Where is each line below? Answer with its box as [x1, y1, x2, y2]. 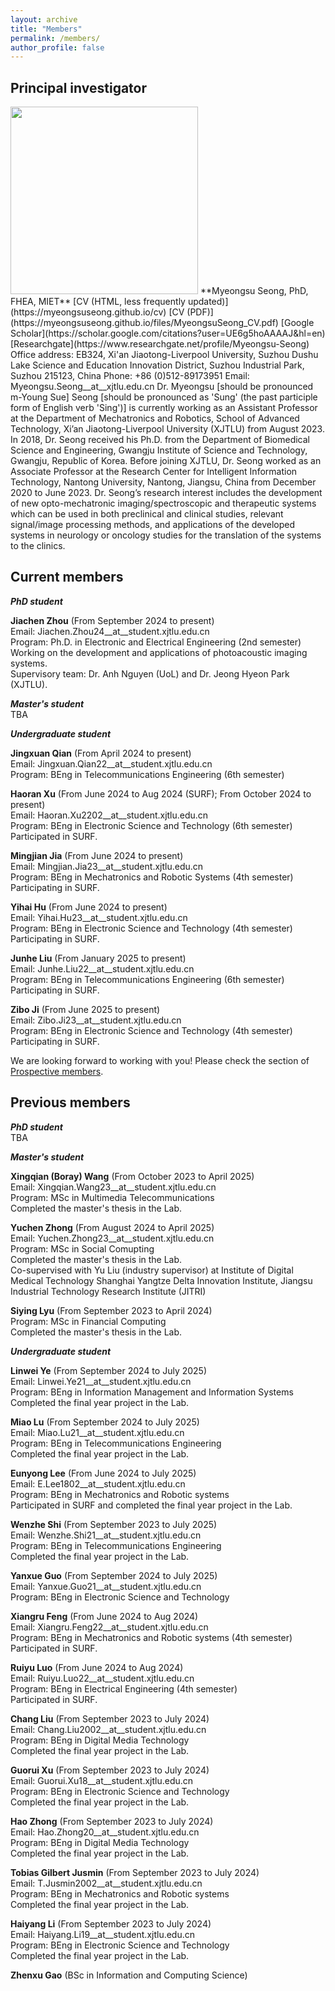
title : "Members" [10, 24, 83, 34]
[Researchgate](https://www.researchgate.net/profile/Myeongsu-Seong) [10, 338, 310, 350]
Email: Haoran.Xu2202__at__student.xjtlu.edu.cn [10, 809, 209, 821]
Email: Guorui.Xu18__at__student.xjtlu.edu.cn [10, 1774, 194, 1786]
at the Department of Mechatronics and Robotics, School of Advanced [10, 412, 300, 425]
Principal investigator [10, 79, 148, 96]
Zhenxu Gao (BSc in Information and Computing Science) [10, 1969, 248, 1981]
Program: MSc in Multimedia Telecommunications [10, 1191, 215, 1203]
